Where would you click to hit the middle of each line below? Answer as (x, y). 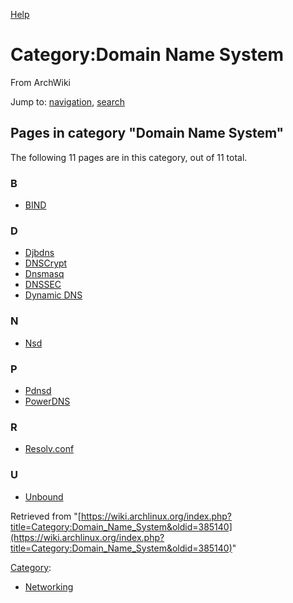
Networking (49, 586)
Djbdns (39, 253)
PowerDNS (47, 401)
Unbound (44, 496)
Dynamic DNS (53, 295)
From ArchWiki (41, 82)
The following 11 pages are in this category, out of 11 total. (129, 157)
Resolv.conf (49, 449)
